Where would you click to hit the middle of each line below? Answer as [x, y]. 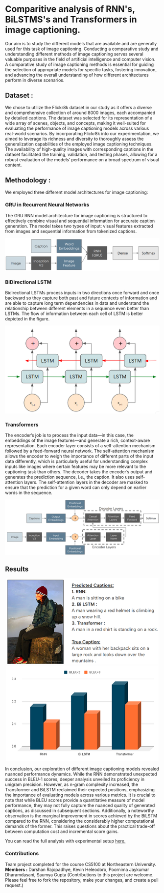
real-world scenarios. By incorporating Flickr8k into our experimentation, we [82, 133]
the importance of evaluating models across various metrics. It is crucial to [80, 795]
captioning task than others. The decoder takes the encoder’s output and [79, 472]
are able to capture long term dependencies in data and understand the [77, 303]
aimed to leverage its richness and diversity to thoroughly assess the [74, 139]
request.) [14, 885]
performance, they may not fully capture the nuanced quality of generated [80, 805]
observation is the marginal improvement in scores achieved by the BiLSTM [81, 816]
